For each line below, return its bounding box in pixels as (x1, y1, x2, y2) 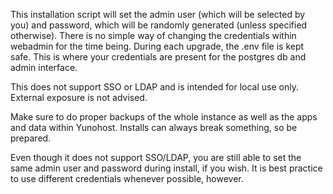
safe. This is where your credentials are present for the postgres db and (10, 51, 307, 63)
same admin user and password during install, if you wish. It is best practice (10, 162, 323, 174)
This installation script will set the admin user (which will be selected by (10, 9, 306, 20)
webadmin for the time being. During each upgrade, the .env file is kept (10, 40, 305, 52)
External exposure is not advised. (10, 92, 148, 103)
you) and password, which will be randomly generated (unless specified (10, 19, 308, 31)
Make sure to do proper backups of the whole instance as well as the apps (10, 111, 318, 123)
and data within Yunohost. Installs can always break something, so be (10, 122, 298, 133)
